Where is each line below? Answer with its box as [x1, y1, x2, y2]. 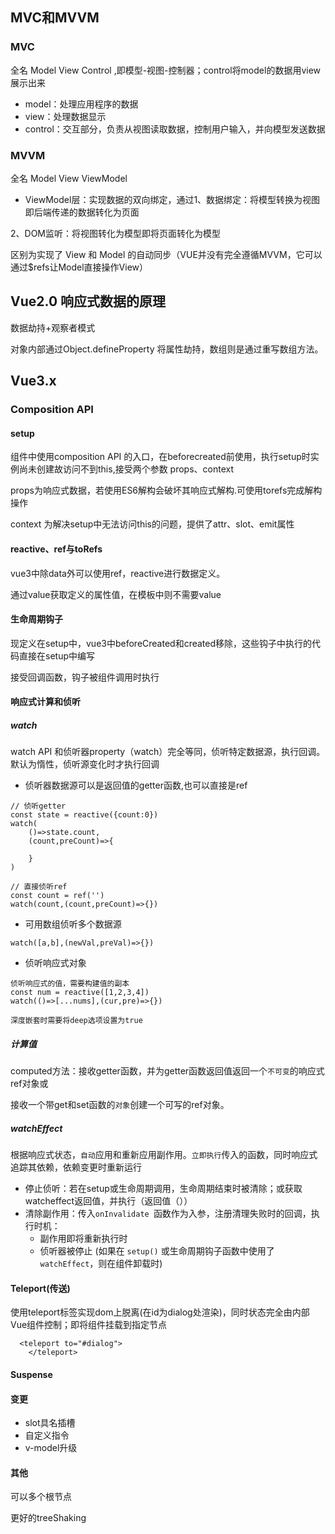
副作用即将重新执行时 [39, 1233, 128, 1245]
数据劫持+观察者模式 [10, 321, 96, 333]
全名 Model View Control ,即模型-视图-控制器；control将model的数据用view [10, 64, 322, 76]
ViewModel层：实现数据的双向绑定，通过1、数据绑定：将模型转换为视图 [24, 193, 321, 205]
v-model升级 [24, 1442, 78, 1454]
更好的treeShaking [10, 1512, 87, 1524]
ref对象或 [10, 1078, 49, 1090]
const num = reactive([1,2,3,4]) [10, 988, 150, 998]
